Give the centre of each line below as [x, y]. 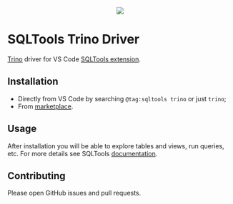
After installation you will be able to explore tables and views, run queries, [116, 146]
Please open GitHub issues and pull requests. [74, 193]
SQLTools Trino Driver [74, 40]
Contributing [36, 176]
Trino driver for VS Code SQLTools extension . [74, 59]
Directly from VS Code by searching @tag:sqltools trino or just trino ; [122, 98]
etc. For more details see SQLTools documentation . [83, 153]
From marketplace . [45, 106]
